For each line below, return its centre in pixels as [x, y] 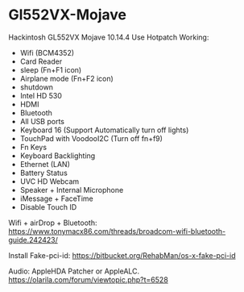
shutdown [37, 87]
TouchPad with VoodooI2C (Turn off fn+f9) [91, 138]
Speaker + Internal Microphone [72, 190]
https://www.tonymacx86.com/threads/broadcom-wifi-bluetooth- [117, 231]
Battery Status [44, 173]
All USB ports [42, 121]
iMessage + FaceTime [57, 198]
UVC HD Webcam [50, 181]
